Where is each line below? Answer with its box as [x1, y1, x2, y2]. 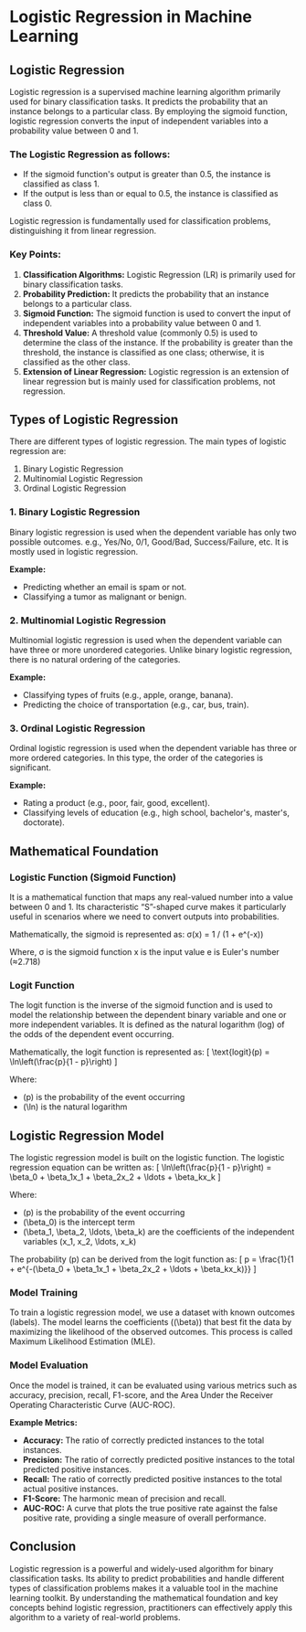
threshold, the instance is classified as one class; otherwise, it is [22, 346, 265, 357]
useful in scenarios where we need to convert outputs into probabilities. [9, 911, 280, 922]
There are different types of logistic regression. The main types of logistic [9, 436, 287, 447]
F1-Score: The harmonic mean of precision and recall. [22, 1492, 227, 1504]
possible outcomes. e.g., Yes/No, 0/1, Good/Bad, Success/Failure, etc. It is [9, 536, 290, 547]
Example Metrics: [9, 1416, 78, 1427]
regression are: [9, 446, 67, 457]
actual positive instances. [22, 1483, 119, 1494]
